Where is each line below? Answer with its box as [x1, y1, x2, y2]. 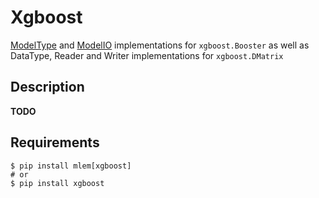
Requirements [10, 134, 100, 151]
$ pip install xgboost [10, 178, 105, 188]
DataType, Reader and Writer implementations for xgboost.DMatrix [10, 49, 284, 61]
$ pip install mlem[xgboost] [10, 161, 132, 171]
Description [10, 79, 85, 96]
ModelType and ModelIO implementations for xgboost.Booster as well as [10, 39, 310, 51]
